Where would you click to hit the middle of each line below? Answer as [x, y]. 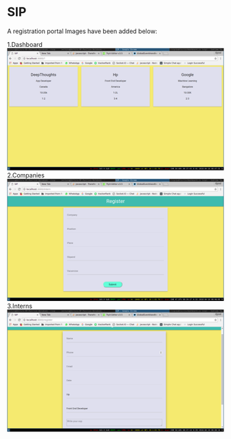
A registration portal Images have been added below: [82, 31]
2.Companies [26, 175]
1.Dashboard [25, 44]
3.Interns [20, 306]
